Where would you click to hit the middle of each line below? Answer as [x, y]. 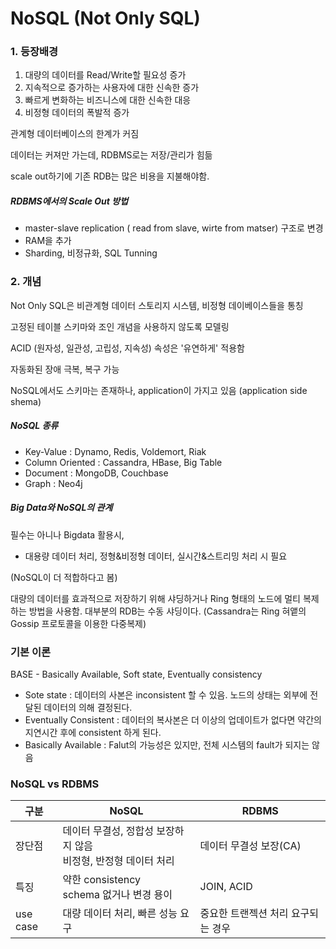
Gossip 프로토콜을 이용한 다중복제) [78, 623]
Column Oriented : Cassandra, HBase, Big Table [123, 462]
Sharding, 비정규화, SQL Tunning [91, 253]
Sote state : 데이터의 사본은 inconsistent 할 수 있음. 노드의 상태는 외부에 [166, 694]
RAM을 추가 [48, 241]
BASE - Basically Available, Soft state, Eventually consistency [136, 674]
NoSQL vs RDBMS [55, 784]
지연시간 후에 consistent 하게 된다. [93, 732]
